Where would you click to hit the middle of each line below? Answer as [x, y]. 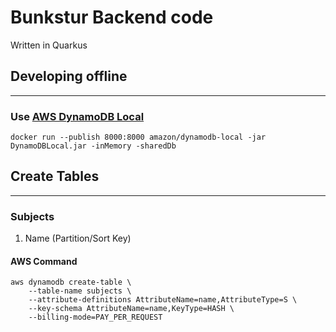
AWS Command [44, 261]
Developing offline [69, 76]
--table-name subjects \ [80, 291]
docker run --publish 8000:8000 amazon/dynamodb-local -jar [138, 137]
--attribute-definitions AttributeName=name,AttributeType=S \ [163, 300]
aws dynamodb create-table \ [71, 282]
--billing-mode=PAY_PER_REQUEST [95, 317]
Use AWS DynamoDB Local [77, 116]
